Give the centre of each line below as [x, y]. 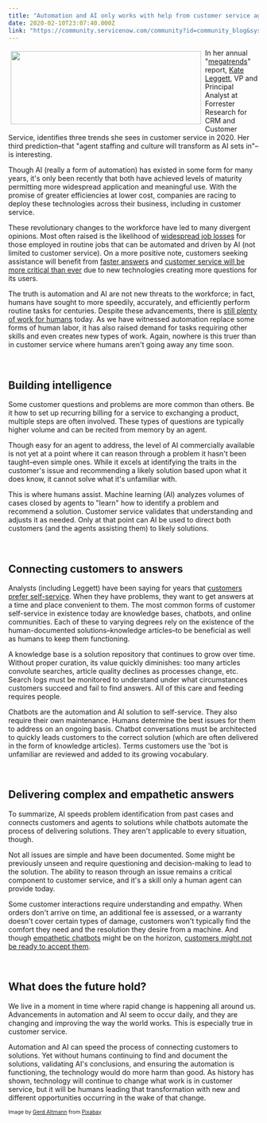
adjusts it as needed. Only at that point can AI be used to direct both [120, 520]
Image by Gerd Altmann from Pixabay [55, 1112]
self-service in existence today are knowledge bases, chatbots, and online [130, 613]
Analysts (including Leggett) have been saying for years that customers [125, 588]
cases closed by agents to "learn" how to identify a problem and [114, 503]
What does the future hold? [77, 987]
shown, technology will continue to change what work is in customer [120, 1081]
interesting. [34, 155]
